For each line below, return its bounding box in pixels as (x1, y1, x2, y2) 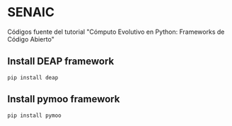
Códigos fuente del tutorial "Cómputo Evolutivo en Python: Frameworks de (7, 27, 225, 36)
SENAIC (7, 4, 55, 20)
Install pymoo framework (7, 93, 120, 106)
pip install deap (7, 74, 59, 81)
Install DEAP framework (7, 56, 115, 68)
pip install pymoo (7, 112, 62, 119)
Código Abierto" (7, 34, 54, 43)
